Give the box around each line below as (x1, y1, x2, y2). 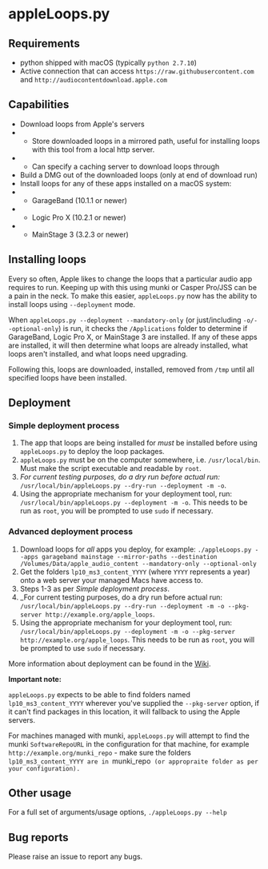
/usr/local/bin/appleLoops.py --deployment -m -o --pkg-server (19, 628, 236, 636)
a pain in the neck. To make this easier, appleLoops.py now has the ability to (8, 291, 258, 301)
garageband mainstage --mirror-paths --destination (41, 552, 218, 560)
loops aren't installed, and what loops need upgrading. (8, 349, 188, 358)
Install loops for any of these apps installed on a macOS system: (19, 178, 232, 188)
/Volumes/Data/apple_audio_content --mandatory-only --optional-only (19, 560, 258, 568)
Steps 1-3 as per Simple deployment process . (19, 584, 170, 593)
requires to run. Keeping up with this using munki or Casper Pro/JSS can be (8, 282, 258, 292)
